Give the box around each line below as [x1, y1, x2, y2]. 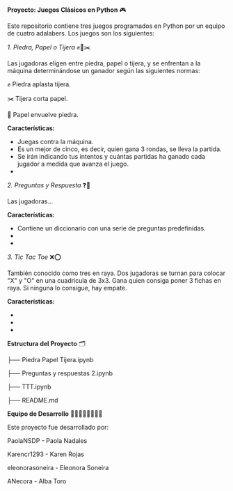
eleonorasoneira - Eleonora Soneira [7, 464, 109, 471]
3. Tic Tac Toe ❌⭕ [7, 253, 61, 261]
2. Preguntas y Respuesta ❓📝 [7, 181, 90, 189]
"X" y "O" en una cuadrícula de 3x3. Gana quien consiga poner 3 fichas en [7, 276, 221, 284]
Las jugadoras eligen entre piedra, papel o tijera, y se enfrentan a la [7, 59, 201, 68]
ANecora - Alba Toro [7, 477, 67, 485]
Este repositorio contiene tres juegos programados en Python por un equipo [7, 22, 225, 30]
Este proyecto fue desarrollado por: [7, 423, 109, 431]
